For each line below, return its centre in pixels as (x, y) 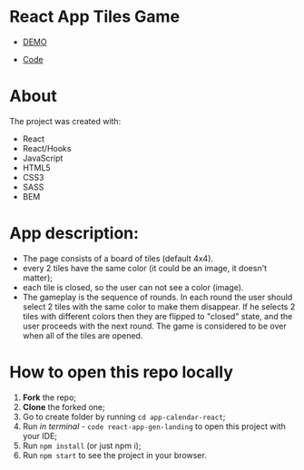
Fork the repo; (49, 397)
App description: (74, 234)
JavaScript (43, 158)
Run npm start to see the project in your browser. (114, 455)
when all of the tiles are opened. (83, 335)
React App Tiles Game (94, 17)
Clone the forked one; (64, 406)
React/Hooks (47, 148)
